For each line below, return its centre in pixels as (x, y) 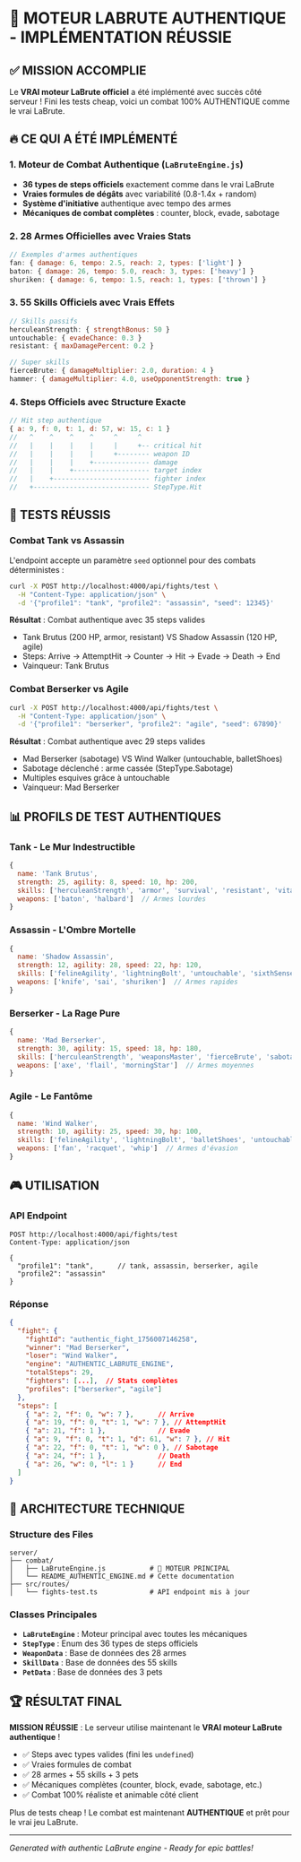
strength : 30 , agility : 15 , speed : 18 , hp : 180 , (110, 1048)
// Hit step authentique (56, 420)
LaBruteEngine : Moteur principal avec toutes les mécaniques (135, 1634)
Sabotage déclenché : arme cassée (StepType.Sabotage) (128, 768)
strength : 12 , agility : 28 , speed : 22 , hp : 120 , (110, 966)
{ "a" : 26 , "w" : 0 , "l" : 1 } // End (104, 1464)
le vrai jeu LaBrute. (44, 1823)
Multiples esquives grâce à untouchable (96, 778)
